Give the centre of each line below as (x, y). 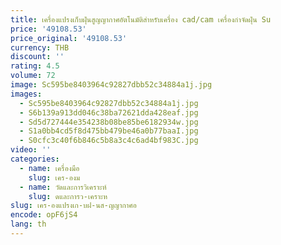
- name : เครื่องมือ (49, 168)
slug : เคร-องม (54, 177)
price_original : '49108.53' (69, 38)
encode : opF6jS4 (44, 215)
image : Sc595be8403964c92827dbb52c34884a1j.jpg (111, 85)
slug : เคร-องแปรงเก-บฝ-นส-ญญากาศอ (73, 206)
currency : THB (40, 47)
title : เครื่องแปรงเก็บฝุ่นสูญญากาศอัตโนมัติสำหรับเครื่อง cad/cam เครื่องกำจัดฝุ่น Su (141, 19)
